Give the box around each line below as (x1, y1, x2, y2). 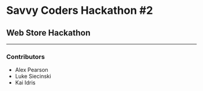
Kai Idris (14, 79, 36, 86)
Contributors (6, 52, 45, 61)
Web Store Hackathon (6, 28, 91, 38)
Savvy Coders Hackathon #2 (6, 4, 153, 17)
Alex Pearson (14, 66, 48, 74)
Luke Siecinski (14, 73, 51, 80)
